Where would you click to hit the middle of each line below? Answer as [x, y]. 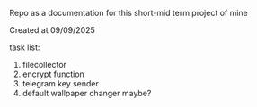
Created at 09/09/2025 [53, 30]
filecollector [44, 65]
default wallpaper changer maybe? [87, 93]
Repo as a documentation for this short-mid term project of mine [129, 13]
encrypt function [53, 74]
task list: [25, 47]
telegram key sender [60, 83]
